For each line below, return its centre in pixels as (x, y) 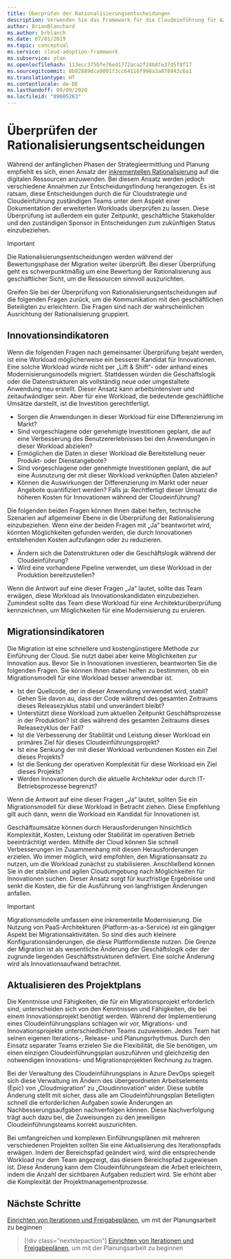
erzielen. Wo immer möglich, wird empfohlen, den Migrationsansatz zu (107, 857)
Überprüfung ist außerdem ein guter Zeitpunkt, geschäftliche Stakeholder (111, 215)
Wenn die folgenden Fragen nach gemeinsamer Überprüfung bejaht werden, (115, 352)
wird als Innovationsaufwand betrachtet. (64, 963)
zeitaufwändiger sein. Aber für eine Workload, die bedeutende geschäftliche (115, 396)
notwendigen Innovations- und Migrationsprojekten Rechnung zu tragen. (110, 1060)
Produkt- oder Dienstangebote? (62, 460)
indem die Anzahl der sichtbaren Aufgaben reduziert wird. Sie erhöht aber (112, 1174)
